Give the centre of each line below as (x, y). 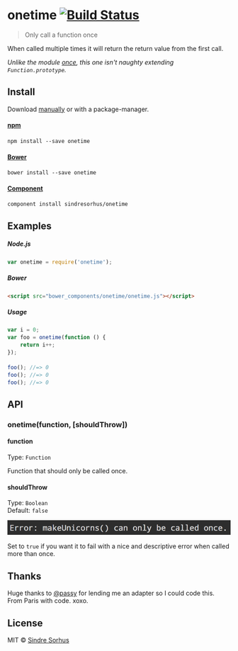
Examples (29, 226)
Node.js (19, 244)
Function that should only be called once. (68, 470)
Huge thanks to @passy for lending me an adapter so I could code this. (111, 593)
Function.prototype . (37, 69)
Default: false (28, 511)
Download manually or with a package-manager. (78, 109)
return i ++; (38, 345)
